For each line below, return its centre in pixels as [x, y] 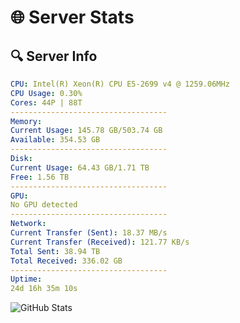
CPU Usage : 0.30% [46, 93]
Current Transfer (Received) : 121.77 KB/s [100, 242]
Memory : [26, 121]
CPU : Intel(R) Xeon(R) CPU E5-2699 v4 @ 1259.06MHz [120, 84]
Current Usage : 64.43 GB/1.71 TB [80, 167]
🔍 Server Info [54, 56]
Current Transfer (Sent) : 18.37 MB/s [89, 233]
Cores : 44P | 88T [46, 102]
